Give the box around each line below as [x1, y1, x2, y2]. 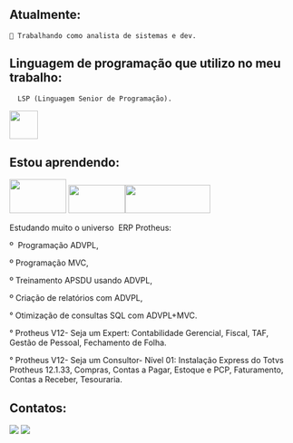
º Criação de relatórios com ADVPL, [9, 293, 143, 303]
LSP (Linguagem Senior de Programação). [17, 94, 172, 103]
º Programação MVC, [9, 257, 89, 268]
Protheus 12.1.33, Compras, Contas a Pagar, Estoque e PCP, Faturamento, [9, 364, 284, 375]
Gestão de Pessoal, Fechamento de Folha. [9, 337, 167, 348]
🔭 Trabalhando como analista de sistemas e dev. [9, 31, 197, 40]
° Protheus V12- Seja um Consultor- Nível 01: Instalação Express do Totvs [9, 355, 284, 366]
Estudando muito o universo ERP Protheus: [9, 222, 172, 234]
